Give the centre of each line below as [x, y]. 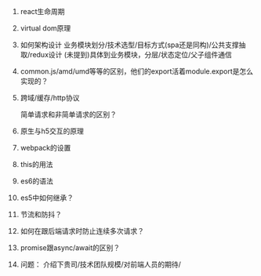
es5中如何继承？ [47, 198]
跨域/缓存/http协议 [50, 98]
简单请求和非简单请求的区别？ [68, 114]
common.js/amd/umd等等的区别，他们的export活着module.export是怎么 [137, 71]
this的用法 [36, 164]
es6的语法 [37, 181]
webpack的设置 [45, 148]
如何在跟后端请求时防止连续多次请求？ [82, 231]
